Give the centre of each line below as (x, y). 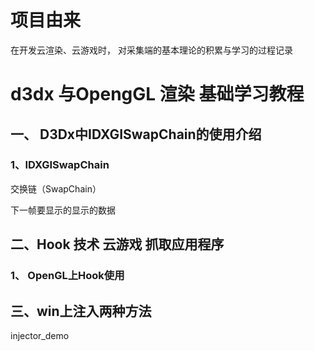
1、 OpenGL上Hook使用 (67, 276)
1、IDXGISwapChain (60, 165)
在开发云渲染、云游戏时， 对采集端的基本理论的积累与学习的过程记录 (151, 50)
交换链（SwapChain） (56, 188)
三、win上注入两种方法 (81, 311)
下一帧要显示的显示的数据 (63, 210)
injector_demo (40, 335)
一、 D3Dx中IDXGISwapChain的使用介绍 (136, 134)
